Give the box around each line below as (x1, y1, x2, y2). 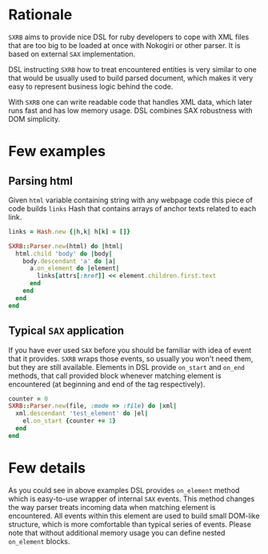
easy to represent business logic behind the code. (8, 82, 174, 91)
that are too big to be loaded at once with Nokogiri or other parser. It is (8, 40, 241, 50)
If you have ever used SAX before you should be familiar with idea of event (8, 345, 252, 355)
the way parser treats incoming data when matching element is (8, 502, 216, 512)
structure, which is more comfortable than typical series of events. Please (8, 519, 252, 529)
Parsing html (8, 174, 74, 187)
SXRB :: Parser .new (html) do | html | (8, 242, 124, 250)
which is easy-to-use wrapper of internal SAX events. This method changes (8, 494, 255, 504)
